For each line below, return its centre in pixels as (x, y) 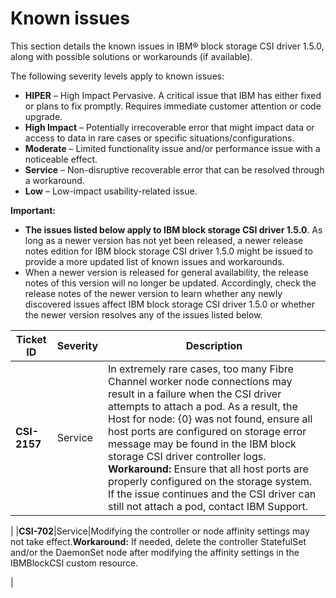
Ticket (31, 339)
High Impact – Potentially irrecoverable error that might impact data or (169, 127)
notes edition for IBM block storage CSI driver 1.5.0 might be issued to (168, 251)
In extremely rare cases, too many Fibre (201, 369)
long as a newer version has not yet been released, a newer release (164, 240)
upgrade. (43, 116)
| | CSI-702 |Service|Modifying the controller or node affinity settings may (160, 531)
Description (214, 345)
